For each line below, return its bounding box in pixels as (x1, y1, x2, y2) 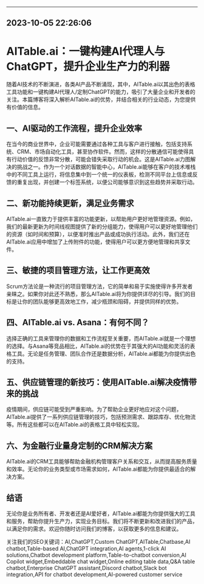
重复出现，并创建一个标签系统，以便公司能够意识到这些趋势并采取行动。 (16, 178, 198, 186)
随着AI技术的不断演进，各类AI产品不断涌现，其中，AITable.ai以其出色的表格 (6, 80, 195, 88)
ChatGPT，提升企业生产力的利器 (6, 59, 170, 73)
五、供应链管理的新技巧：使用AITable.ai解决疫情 (6, 377, 189, 387)
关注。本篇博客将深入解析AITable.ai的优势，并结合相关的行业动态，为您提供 (6, 96, 196, 104)
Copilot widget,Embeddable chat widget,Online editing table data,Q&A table (6, 558, 195, 565)
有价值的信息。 (6, 104, 44, 111)
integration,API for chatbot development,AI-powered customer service (6, 571, 183, 579)
